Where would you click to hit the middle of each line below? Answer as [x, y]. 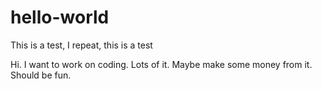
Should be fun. [41, 75]
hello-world [60, 17]
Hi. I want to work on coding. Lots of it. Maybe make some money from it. [161, 64]
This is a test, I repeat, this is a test [81, 45]
